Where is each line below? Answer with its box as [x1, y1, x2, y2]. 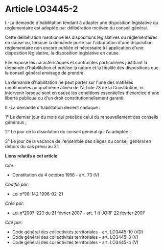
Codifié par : [5, 181, 29, 187]
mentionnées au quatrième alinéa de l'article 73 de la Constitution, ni [5, 84, 143, 90]
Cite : [5, 162, 15, 168]
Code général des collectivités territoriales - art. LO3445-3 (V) [12, 234, 139, 240]
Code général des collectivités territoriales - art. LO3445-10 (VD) [12, 229, 143, 235]
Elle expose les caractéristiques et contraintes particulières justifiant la [5, 59, 148, 65]
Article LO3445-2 [5, 3, 78, 15]
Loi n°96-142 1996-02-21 [12, 191, 63, 197]
